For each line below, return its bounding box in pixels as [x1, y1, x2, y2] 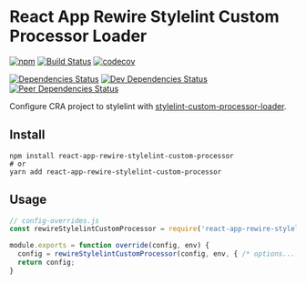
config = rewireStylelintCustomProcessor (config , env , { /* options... [17, 249, 296, 259]
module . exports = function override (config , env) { [9, 241, 209, 250]
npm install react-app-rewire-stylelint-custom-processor [9, 151, 234, 160]
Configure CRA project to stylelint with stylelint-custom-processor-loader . [9, 100, 287, 111]
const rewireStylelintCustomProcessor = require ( [9, 225, 202, 234]
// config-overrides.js [9, 216, 100, 225]
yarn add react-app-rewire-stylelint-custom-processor [9, 167, 222, 177]
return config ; [17, 258, 76, 268]
